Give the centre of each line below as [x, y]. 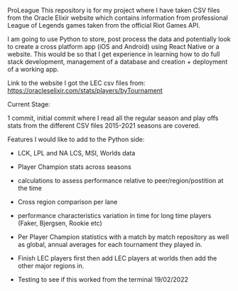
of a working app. [33, 69]
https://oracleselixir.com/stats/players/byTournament [85, 90]
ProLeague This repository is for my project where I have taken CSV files [114, 10]
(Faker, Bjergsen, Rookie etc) [60, 223]
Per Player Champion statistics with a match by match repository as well [123, 237]
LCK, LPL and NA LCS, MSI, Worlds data [76, 153]
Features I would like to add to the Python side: [76, 139]
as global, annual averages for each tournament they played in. [110, 245]
